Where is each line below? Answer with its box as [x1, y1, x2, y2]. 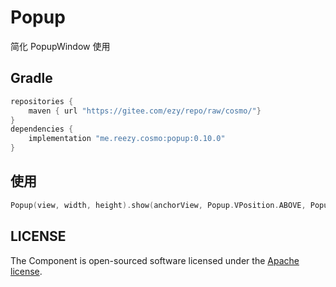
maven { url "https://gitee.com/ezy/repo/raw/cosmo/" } [28, 106, 262, 116]
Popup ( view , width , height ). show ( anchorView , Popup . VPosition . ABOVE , [10, 200, 307, 210]
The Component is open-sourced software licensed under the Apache [10, 254, 300, 266]
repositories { [10, 96, 74, 106]
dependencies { [10, 124, 74, 135]
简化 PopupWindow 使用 [10, 40, 111, 52]
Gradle [10, 70, 53, 87]
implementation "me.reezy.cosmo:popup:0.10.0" [28, 134, 226, 144]
